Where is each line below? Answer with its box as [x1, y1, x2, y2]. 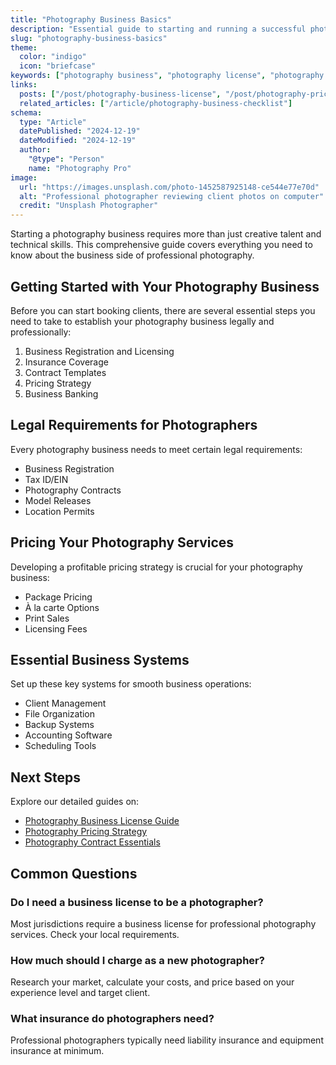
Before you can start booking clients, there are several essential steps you [10, 304, 316, 316]
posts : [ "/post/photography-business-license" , [19, 89, 222, 99]
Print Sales [24, 612, 70, 624]
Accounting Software [24, 729, 113, 741]
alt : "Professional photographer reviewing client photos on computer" [19, 191, 325, 201]
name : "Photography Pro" [28, 163, 132, 173]
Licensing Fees [24, 622, 88, 635]
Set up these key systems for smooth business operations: [10, 678, 252, 690]
